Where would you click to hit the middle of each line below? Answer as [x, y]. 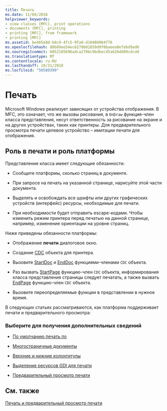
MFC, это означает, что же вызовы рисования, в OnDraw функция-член [80, 114]
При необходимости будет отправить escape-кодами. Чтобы [78, 213]
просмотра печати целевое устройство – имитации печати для [73, 130]
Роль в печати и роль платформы [60, 151]
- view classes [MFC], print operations [48, 24]
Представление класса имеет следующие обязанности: [65, 163]
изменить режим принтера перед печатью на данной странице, [81, 218]
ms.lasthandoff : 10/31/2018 [34, 66]
